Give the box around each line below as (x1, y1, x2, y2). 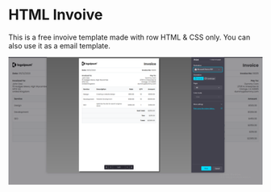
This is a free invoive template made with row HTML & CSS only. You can (8, 32, 251, 42)
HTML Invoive (8, 6, 103, 24)
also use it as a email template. (8, 40, 110, 50)
